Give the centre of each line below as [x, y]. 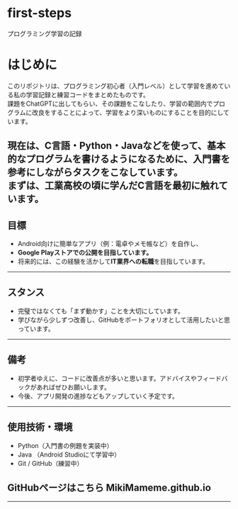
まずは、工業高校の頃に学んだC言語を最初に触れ [113, 186]
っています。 [36, 328]
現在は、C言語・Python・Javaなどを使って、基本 [117, 146]
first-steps [40, 13]
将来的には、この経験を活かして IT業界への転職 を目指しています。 [113, 262]
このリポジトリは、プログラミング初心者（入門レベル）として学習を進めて [116, 86]
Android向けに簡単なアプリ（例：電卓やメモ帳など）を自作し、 [110, 244]
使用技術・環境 [40, 427]
